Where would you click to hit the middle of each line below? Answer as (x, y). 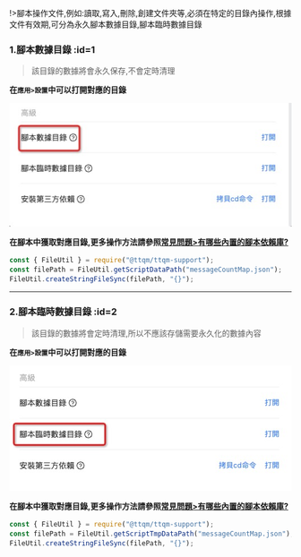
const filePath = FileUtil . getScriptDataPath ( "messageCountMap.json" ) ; (146, 270)
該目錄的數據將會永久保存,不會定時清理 (103, 71)
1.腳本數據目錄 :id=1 (52, 49)
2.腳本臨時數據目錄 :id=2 (64, 312)
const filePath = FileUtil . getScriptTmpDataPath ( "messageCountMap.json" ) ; (152, 534)
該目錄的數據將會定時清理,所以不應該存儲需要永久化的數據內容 (146, 333)
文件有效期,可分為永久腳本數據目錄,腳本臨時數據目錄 (106, 24)
